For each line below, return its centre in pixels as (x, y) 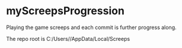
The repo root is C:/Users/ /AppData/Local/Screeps (68, 39)
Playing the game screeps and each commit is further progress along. (91, 27)
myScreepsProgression (65, 11)
